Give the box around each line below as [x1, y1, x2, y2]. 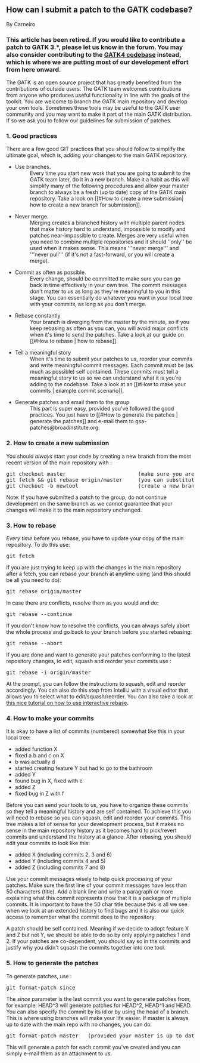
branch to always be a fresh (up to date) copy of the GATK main [29, 189, 186, 196]
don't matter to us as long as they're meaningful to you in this [29, 288, 180, 295]
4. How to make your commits [6, 714, 94, 722]
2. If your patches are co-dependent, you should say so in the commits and [6, 938, 191, 945]
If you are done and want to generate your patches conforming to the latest [6, 651, 191, 658]
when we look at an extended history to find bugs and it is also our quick [6, 907, 185, 914]
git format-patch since [6, 984, 76, 991]
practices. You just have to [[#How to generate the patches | [29, 411, 179, 418]
